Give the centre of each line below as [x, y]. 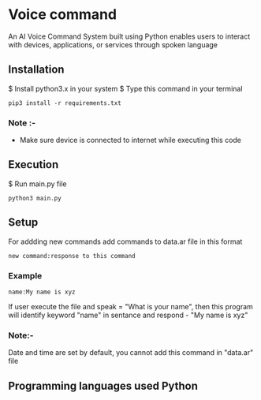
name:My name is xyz [42, 292]
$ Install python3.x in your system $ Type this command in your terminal [125, 88]
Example [25, 275]
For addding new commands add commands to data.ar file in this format [125, 241]
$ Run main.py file [37, 184]
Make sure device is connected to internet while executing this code [130, 140]
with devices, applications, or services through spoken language [113, 44]
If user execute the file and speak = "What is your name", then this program [131, 306]
